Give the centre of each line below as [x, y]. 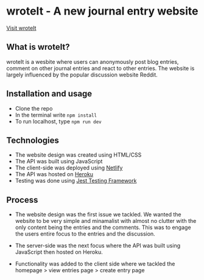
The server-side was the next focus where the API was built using [98, 246]
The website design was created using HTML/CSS [78, 155]
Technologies [33, 140]
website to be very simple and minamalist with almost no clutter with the [106, 221]
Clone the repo [34, 108]
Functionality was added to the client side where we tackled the [95, 264]
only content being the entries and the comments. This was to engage [103, 227]
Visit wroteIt [21, 28]
